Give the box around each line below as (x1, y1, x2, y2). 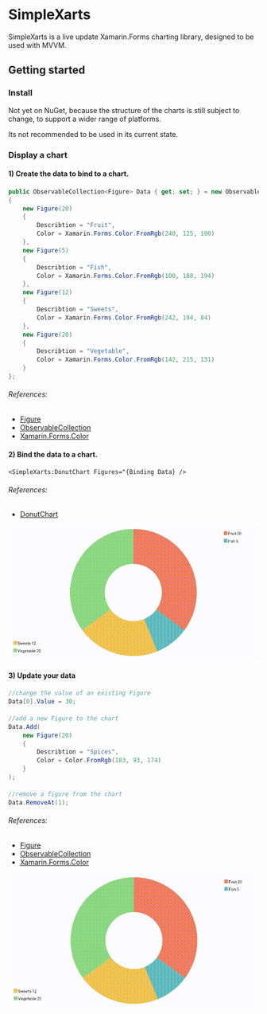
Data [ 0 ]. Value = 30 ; (8, 698, 77, 706)
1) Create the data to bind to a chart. (8, 169, 130, 178)
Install (8, 88, 33, 99)
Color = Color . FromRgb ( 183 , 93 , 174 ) (37, 757, 161, 765)
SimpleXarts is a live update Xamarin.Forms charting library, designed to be (8, 32, 254, 41)
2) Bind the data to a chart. (8, 449, 98, 459)
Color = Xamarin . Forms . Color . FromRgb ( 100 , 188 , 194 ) (37, 272, 215, 280)
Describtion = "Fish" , (37, 263, 112, 272)
